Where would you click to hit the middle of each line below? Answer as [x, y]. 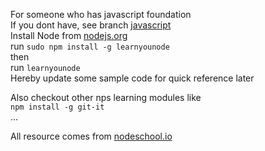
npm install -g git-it [57, 107]
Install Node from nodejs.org [69, 35]
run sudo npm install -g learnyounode [90, 46]
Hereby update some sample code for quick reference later [132, 78]
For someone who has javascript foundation [101, 14]
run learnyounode [45, 67]
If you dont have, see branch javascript [91, 25]
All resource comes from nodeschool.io [91, 136]
